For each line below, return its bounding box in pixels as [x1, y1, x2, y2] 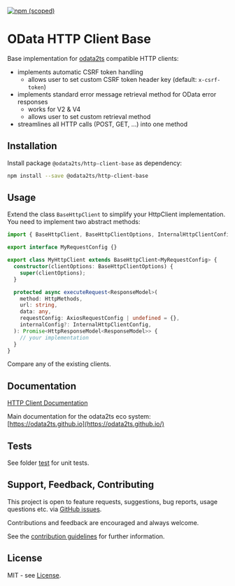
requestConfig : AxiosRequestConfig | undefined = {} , [20, 315, 180, 322]
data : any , [20, 308, 52, 315]
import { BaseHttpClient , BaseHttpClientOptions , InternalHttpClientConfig [7, 231, 233, 238]
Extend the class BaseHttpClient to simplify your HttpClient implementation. [7, 210, 226, 218]
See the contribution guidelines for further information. [7, 532, 165, 540]
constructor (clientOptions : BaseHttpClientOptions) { [13, 263, 173, 270]
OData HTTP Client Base [7, 32, 152, 47]
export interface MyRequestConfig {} [7, 244, 117, 251]
